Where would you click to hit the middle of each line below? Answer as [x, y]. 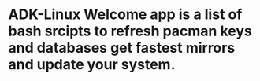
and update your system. [92, 65]
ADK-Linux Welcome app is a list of [125, 15]
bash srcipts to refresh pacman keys [130, 31]
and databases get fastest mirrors [122, 48]
